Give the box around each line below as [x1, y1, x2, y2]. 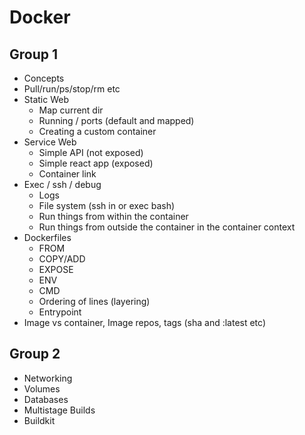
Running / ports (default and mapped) [38, 115, 195, 126]
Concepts [23, 72, 65, 84]
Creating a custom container [38, 126, 157, 137]
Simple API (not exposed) [38, 147, 144, 158]
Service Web [23, 136, 77, 148]
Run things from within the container [38, 211, 189, 222]
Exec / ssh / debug [23, 179, 102, 190]
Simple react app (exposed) [38, 157, 154, 169]
